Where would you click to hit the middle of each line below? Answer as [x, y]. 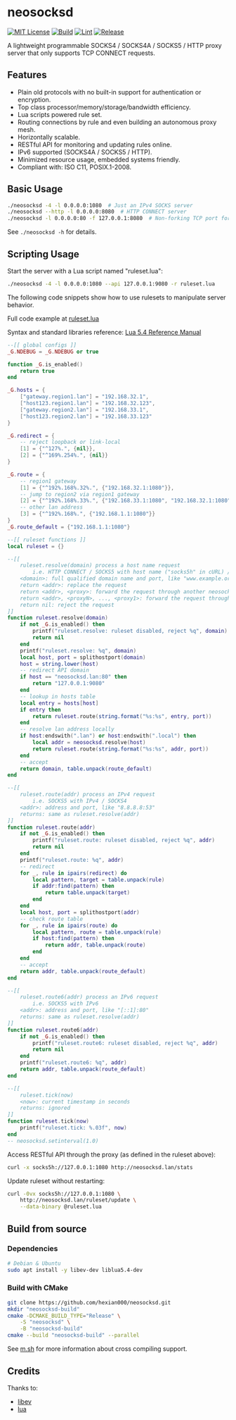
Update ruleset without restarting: [56, 1180]
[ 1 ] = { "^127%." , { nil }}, [58, 449]
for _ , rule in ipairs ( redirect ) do [74, 873]
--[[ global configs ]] [42, 345]
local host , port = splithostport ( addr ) [80, 912]
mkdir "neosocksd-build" [44, 1309]
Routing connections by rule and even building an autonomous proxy [117, 122]
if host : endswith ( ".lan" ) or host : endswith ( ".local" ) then [108, 736]
